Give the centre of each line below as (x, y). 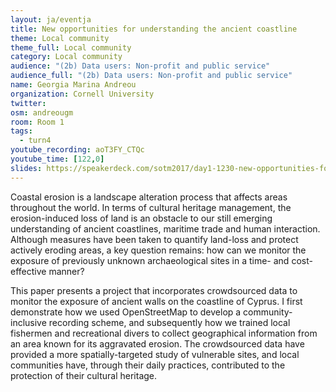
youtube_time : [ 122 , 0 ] (57, 159)
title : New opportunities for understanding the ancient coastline (154, 29)
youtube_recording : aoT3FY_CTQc (77, 150)
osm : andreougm (42, 112)
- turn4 (35, 141)
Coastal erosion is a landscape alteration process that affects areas (149, 197)
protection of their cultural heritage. (84, 375)
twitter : (28, 103)
